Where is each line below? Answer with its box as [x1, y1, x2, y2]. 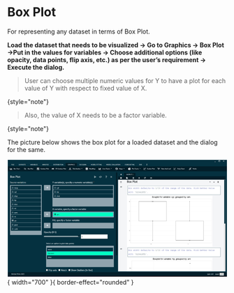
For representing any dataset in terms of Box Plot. [7, 27, 150, 36]
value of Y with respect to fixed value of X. [24, 84, 147, 92]
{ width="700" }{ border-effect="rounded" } [7, 278, 134, 286]
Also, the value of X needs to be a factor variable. [24, 111, 168, 119]
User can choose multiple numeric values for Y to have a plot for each [24, 76, 226, 84]
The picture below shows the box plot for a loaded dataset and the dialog [7, 137, 218, 146]
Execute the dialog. [7, 63, 65, 71]
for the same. [7, 145, 46, 153]
